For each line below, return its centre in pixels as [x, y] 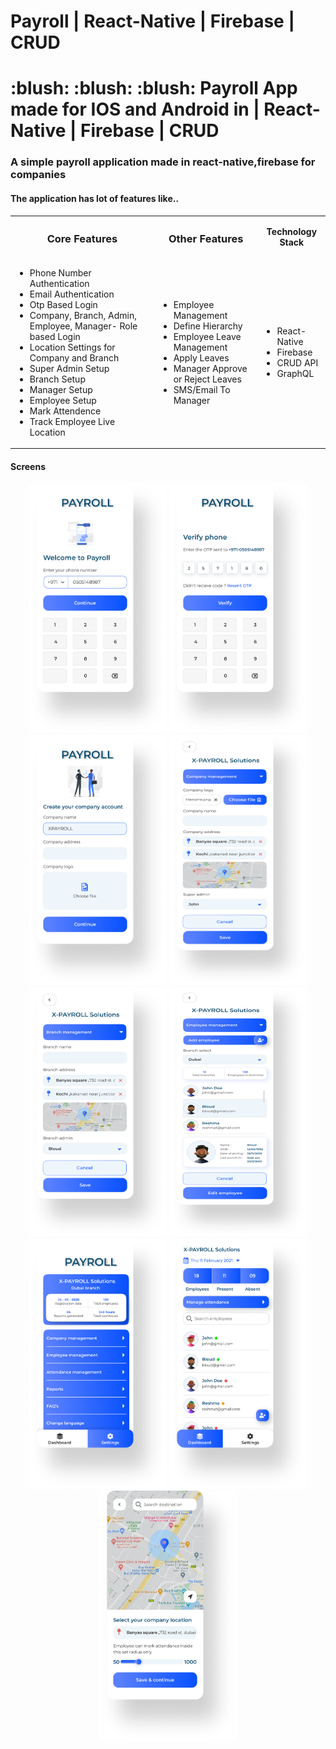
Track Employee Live [72, 421]
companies [38, 175]
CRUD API [297, 363]
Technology [292, 231]
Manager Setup [61, 389]
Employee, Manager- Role [83, 326]
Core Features [82, 238]
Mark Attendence [65, 411]
